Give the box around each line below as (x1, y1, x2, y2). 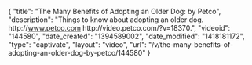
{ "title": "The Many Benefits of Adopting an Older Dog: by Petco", (8, 7, 221, 16)
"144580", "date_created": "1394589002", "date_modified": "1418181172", (8, 31, 245, 41)
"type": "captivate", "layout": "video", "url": (8, 40, 147, 49)
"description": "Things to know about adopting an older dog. (8, 15, 204, 24)
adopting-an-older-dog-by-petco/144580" (8, 49, 146, 57)
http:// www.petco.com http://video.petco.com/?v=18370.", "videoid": (8, 23, 231, 32)
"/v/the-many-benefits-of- (148, 40, 234, 49)
